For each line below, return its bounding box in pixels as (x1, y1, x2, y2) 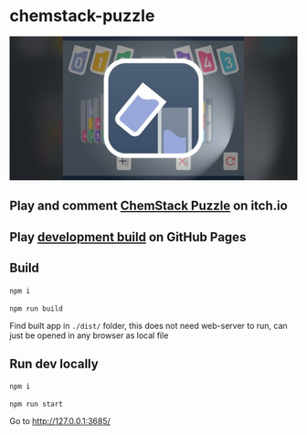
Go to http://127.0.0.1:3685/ (9, 416, 111, 427)
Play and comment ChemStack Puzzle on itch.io (9, 198, 288, 214)
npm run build (9, 303, 64, 313)
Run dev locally (9, 355, 99, 371)
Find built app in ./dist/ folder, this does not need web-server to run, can (9, 320, 288, 331)
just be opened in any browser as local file (9, 330, 169, 341)
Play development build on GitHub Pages (9, 229, 247, 245)
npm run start (9, 399, 64, 409)
